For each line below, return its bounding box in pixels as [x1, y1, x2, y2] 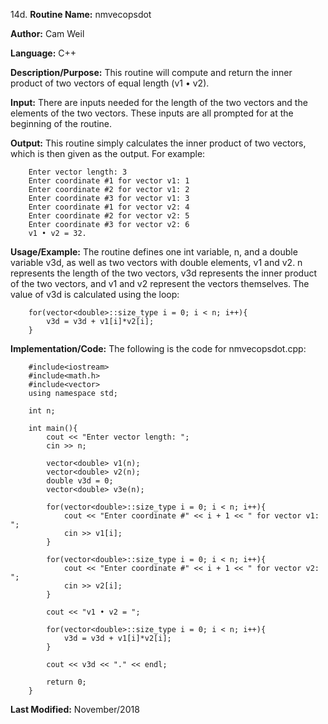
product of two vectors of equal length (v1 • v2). [10, 77, 210, 89]
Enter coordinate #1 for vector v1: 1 [28, 176, 190, 186]
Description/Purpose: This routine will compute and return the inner [10, 67, 293, 78]
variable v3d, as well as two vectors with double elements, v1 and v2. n [10, 257, 303, 268]
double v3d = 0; [46, 476, 114, 486]
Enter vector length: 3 [28, 167, 128, 177]
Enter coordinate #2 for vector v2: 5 [28, 211, 190, 221]
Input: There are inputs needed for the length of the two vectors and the [10, 97, 308, 108]
